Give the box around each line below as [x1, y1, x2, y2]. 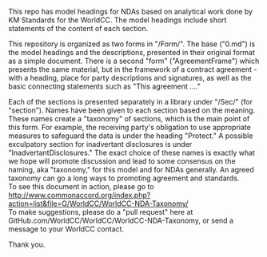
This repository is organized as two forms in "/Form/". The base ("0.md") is [8, 39, 256, 49]
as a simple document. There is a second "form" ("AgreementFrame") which [8, 56, 260, 65]
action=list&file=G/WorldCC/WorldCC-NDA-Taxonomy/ [8, 199, 189, 208]
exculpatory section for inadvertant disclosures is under [8, 140, 193, 148]
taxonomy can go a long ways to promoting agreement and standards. [8, 173, 240, 183]
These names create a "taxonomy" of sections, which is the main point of [8, 114, 250, 123]
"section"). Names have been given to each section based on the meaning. [8, 105, 256, 115]
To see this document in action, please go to [8, 182, 154, 191]
